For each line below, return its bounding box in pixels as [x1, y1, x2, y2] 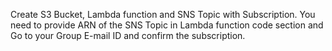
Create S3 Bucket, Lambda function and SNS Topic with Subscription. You [10, 9, 316, 20]
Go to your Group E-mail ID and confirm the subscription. [10, 30, 246, 41]
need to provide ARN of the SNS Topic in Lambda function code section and [10, 19, 324, 31]
